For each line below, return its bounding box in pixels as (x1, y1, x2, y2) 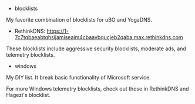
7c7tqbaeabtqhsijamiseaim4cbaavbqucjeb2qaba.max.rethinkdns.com (14, 34, 183, 40)
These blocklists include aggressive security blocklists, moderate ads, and (6, 45, 186, 52)
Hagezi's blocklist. (6, 92, 51, 98)
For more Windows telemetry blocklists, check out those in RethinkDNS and (6, 85, 189, 92)
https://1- (46, 27, 69, 34)
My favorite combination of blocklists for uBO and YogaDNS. (6, 16, 153, 23)
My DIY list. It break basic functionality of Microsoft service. (6, 74, 151, 81)
